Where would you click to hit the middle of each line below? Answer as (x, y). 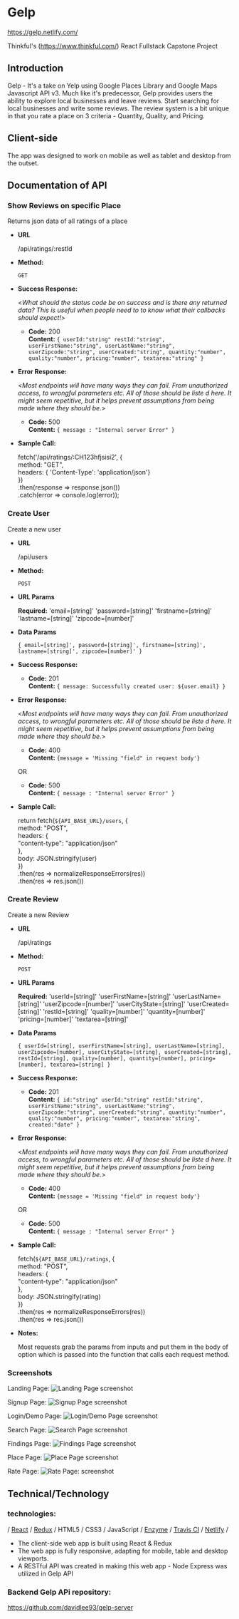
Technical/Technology (58, 1494)
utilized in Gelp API (45, 1573)
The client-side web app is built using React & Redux (95, 1543)
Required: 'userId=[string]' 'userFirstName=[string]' (94, 996)
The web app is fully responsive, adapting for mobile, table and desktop (123, 1551)
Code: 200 (44, 331)
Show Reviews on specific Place (64, 205)
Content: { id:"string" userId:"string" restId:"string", (116, 1099)
